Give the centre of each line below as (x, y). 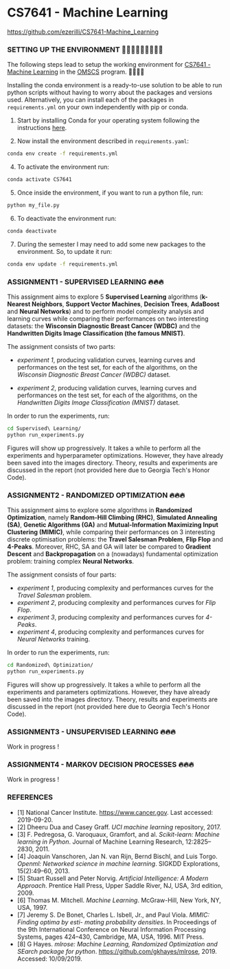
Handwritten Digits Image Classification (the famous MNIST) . (96, 333)
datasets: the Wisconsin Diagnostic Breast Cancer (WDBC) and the (104, 326)
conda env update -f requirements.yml (62, 264)
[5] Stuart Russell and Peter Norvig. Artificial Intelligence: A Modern (113, 878)
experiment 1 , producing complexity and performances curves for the (115, 588)
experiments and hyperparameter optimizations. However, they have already (115, 455)
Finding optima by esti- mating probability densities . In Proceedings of (117, 922)
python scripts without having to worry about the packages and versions (110, 93)
